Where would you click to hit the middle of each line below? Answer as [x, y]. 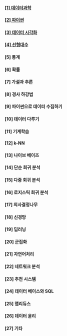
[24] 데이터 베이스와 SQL [29, 291]
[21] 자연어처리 [19, 254]
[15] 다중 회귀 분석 [22, 179]
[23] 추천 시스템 [20, 279]
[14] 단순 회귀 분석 [22, 167]
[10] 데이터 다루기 [22, 119]
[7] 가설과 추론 [19, 82]
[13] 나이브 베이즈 [22, 155]
